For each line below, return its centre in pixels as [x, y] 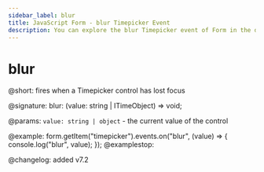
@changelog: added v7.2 [48, 160]
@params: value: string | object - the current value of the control [118, 121]
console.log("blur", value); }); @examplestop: [81, 145]
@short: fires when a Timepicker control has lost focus [97, 90]
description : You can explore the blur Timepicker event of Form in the [130, 30]
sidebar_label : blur [42, 15]
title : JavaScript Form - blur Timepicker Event [89, 23]
